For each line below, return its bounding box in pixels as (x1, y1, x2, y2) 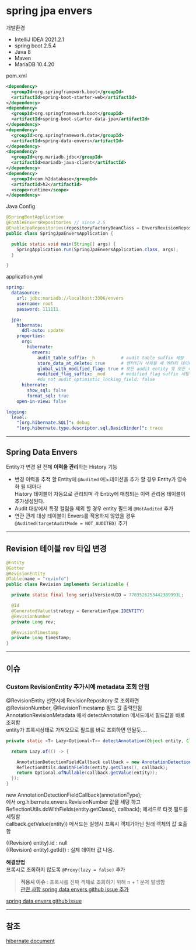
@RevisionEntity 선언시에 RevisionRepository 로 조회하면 (6, 697, 139, 704)
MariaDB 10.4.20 (14, 60, 55, 68)
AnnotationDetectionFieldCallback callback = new (16, 759, 140, 765)
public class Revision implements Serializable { (6, 581, 129, 588)
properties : (16, 333, 45, 339)
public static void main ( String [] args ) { (11, 241, 116, 247)
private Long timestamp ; (11, 635, 72, 641)
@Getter (6, 565, 25, 571)
